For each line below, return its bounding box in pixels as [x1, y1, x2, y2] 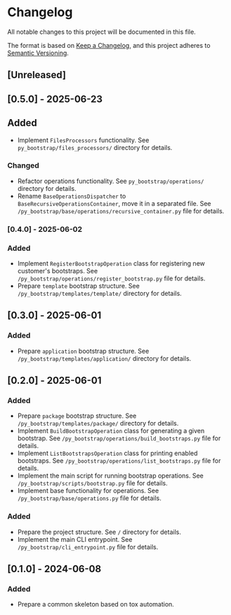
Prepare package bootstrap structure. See [17, 411, 137, 420]
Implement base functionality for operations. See [17, 487, 159, 495]
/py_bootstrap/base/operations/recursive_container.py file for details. [17, 206, 225, 215]
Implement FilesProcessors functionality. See [17, 135, 150, 144]
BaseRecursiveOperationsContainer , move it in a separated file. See [17, 199, 212, 208]
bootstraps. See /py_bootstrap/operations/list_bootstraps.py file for [17, 456, 221, 465]
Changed [7, 161, 40, 170]
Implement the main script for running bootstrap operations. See [17, 471, 204, 480]
